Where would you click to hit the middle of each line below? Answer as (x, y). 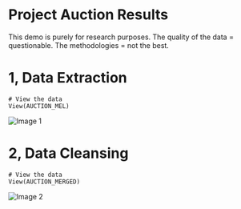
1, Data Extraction (68, 78)
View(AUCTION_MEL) (39, 106)
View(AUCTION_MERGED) (44, 182)
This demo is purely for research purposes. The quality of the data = (121, 37)
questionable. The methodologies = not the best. (89, 45)
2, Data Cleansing (68, 153)
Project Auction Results (88, 15)
